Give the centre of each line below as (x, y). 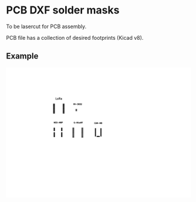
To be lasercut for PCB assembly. (46, 26)
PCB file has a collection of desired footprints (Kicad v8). (75, 37)
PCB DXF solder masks (63, 10)
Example (22, 56)
